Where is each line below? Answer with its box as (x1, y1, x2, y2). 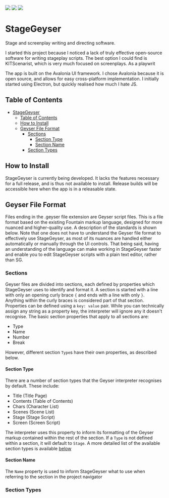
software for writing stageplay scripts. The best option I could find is (5, 55, 147, 61)
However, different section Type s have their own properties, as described (5, 349, 157, 355)
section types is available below (5, 445, 72, 451)
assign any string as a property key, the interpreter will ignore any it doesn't (5, 308, 162, 314)
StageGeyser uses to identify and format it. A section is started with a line (5, 286, 158, 292)
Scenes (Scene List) (12, 408, 54, 415)
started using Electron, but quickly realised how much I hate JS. (5, 81, 138, 87)
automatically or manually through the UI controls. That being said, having (5, 241, 159, 247)
